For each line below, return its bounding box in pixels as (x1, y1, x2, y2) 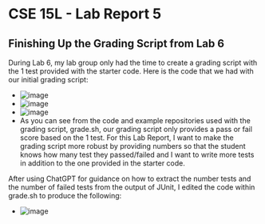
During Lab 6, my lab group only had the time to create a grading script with (8, 58, 258, 67)
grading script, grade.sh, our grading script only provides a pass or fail (19, 125, 253, 134)
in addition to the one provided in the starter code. (19, 158, 186, 168)
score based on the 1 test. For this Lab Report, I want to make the (19, 133, 234, 142)
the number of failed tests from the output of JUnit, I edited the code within (8, 182, 255, 192)
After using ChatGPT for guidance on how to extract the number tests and (8, 174, 251, 183)
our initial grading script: (8, 75, 89, 84)
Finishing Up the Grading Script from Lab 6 (8, 37, 225, 50)
